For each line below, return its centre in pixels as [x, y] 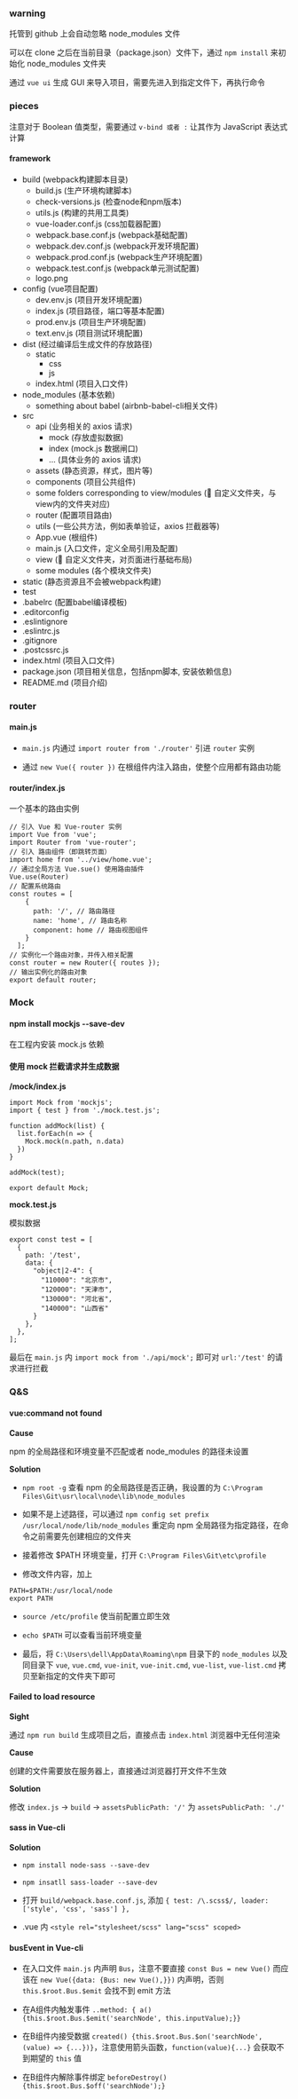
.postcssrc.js [45, 650]
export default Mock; [49, 1188]
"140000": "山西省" [75, 1309]
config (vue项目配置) [60, 288]
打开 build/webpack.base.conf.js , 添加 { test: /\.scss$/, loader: [145, 1900]
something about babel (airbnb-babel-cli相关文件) [126, 406]
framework [30, 159]
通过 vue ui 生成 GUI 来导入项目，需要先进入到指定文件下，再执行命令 [137, 83]
